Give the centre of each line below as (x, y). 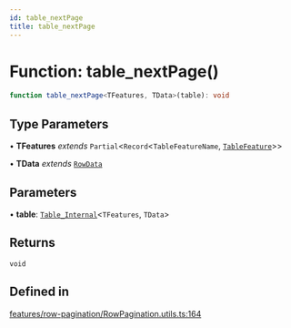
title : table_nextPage (52, 26)
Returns (33, 243)
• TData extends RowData (56, 164)
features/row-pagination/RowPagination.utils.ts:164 (105, 313)
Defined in (40, 292)
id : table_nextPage (46, 18)
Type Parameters (59, 124)
